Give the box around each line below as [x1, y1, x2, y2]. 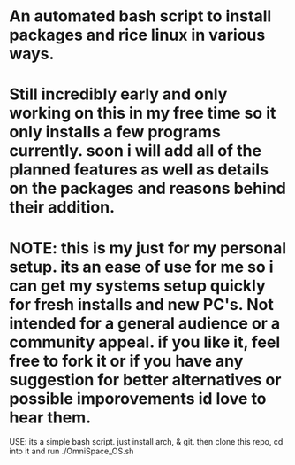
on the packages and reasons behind [9, 179, 287, 198]
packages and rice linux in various [9, 25, 266, 45]
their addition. [9, 198, 115, 218]
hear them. [9, 407, 92, 427]
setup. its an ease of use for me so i [9, 257, 274, 276]
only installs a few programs [9, 122, 221, 143]
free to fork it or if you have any [9, 351, 244, 371]
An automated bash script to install [9, 6, 272, 27]
